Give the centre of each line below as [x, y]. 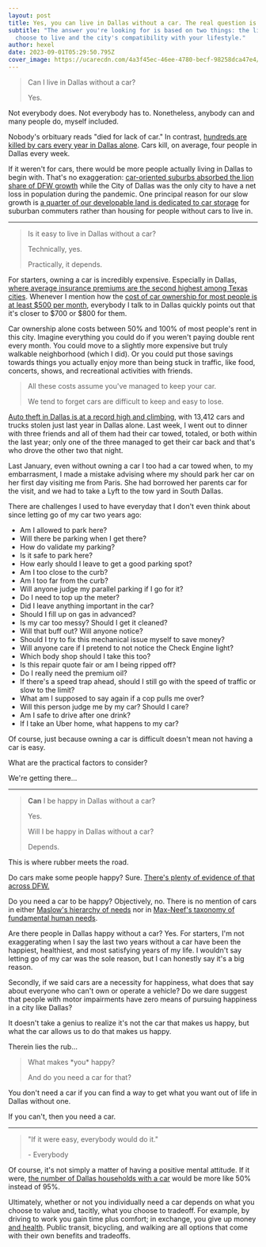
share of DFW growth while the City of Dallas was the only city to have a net [132, 185]
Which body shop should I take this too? [85, 656]
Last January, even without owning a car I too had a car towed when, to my [131, 466]
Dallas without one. [40, 1101]
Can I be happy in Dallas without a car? [91, 800]
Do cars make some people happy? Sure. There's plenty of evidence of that [132, 877]
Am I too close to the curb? [64, 572]
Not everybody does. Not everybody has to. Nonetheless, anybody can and [131, 112]
